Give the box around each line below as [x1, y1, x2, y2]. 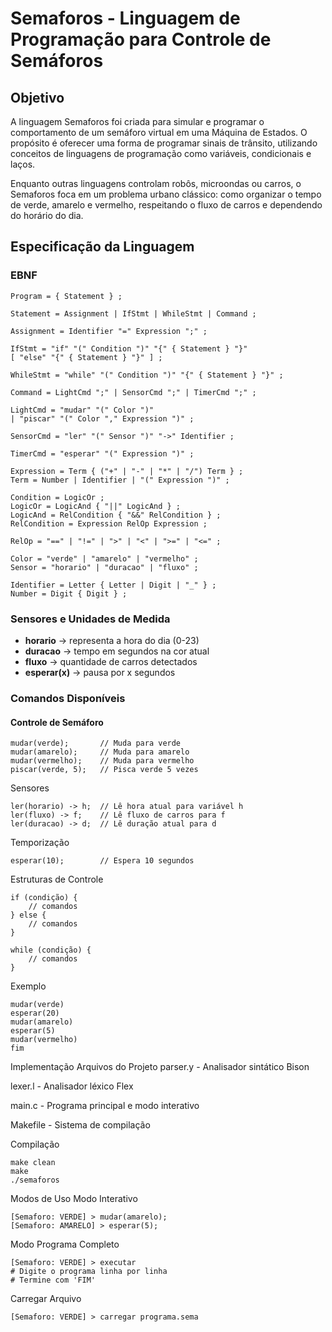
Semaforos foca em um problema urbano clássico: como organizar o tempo [10, 188, 322, 200]
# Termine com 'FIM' [10, 1275, 97, 1286]
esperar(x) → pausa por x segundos [24, 666, 176, 678]
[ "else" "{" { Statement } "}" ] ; [10, 352, 163, 362]
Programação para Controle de [10, 28, 272, 51]
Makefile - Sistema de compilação [10, 1119, 151, 1131]
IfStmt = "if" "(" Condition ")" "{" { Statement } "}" [10, 343, 248, 354]
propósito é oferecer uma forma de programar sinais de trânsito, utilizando [10, 137, 318, 149]
